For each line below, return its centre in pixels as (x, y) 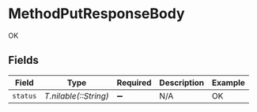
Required (134, 82)
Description (182, 82)
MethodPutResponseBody (96, 14)
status (25, 96)
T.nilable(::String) (77, 95)
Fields (24, 60)
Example (229, 82)
